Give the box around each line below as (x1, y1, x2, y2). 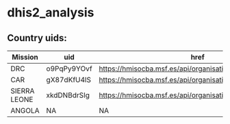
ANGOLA (10, 106, 40, 115)
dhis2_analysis (7, 5, 94, 21)
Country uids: (7, 32, 67, 44)
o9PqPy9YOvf (46, 64, 92, 73)
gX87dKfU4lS (46, 75, 91, 84)
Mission (12, 53, 39, 62)
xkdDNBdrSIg (46, 90, 90, 100)
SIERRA (10, 86, 35, 95)
